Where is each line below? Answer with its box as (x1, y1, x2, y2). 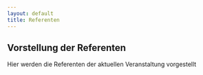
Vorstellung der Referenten (7, 42, 126, 54)
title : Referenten (7, 17, 60, 23)
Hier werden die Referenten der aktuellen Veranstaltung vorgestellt (7, 60, 197, 69)
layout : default (7, 10, 54, 17)
